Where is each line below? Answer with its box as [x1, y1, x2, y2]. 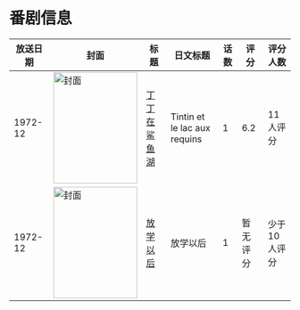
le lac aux [170, 121, 211, 134]
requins [170, 133, 203, 145]
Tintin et [170, 110, 205, 123]
